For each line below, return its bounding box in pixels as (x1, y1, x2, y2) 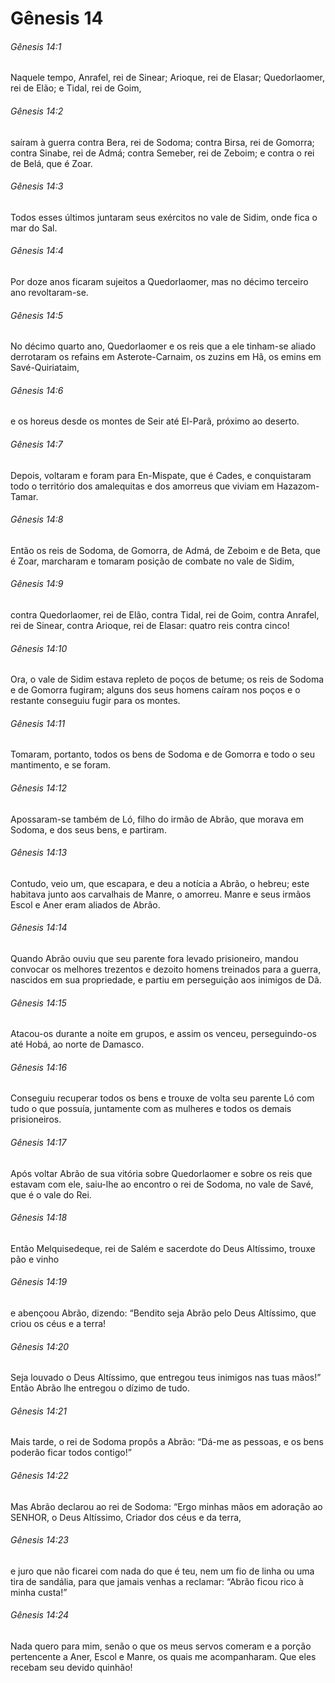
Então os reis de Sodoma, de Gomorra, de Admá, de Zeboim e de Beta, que (10, 544, 321, 556)
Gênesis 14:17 (10, 1137, 67, 1149)
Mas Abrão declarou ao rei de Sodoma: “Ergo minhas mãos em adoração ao (10, 1500, 323, 1512)
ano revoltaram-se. (10, 287, 89, 298)
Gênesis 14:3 (10, 180, 64, 192)
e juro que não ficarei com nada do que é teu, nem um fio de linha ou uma (10, 1565, 315, 1577)
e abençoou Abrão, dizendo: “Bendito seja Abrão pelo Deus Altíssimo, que (10, 1307, 317, 1319)
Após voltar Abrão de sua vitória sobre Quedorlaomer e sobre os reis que (10, 1167, 313, 1179)
